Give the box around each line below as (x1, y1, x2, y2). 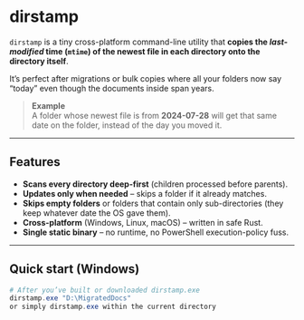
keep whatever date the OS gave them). (22, 207, 171, 218)
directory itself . (9, 55, 70, 66)
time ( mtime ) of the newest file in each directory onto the (45, 45, 261, 56)
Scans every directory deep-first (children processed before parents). (22, 179, 289, 189)
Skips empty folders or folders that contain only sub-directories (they (22, 198, 284, 208)
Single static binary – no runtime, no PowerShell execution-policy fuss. (22, 227, 290, 238)
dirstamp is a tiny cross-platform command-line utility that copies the (9, 36, 269, 47)
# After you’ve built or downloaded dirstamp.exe (9, 286, 201, 295)
